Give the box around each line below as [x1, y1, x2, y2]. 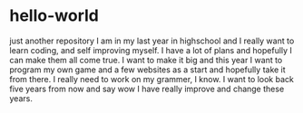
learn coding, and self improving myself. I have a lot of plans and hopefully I [9, 44, 293, 55]
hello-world [9, 5, 100, 26]
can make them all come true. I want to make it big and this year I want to [9, 54, 283, 65]
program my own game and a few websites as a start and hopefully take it [9, 64, 286, 75]
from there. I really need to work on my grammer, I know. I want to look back [9, 73, 295, 84]
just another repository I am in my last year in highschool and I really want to [9, 35, 295, 46]
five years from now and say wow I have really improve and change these [9, 83, 285, 94]
